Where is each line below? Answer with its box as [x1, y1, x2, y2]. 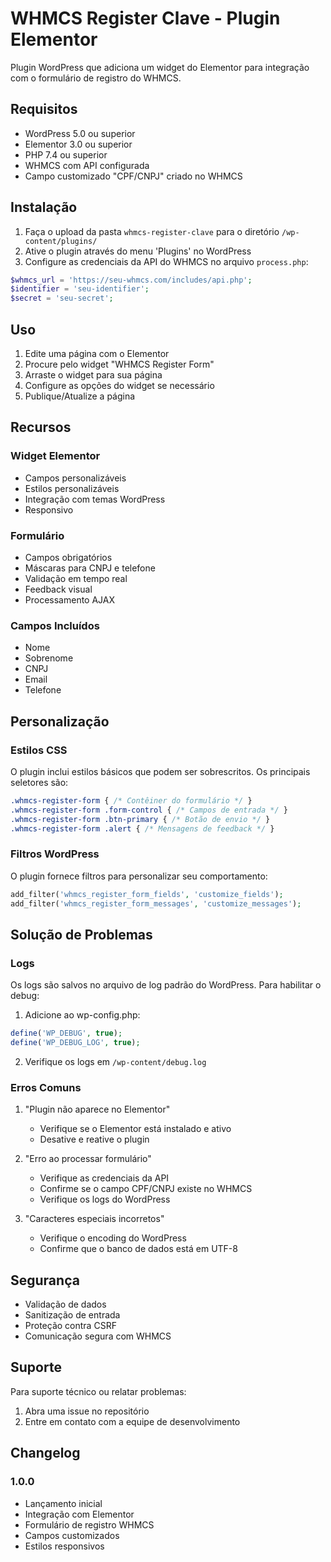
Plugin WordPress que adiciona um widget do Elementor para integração [10, 61, 310, 73]
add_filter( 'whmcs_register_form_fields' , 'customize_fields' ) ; [10, 889, 284, 899]
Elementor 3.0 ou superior [24, 138, 133, 150]
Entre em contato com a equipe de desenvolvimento [24, 1415, 241, 1427]
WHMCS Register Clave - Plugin [10, 7, 281, 30]
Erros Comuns [10, 1080, 82, 1094]
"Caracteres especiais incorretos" [24, 1213, 165, 1225]
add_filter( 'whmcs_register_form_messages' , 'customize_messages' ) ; [10, 898, 302, 909]
